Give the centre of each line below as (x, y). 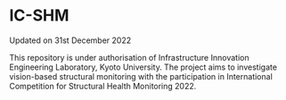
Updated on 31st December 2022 (70, 40)
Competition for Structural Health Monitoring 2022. (103, 86)
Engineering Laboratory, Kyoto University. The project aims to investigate (143, 67)
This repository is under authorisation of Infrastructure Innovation (129, 57)
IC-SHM (39, 16)
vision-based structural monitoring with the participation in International (141, 76)
